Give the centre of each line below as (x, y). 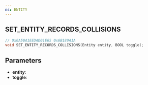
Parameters (23, 60)
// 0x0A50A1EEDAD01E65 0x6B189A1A (41, 41)
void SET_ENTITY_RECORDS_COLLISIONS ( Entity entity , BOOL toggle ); (74, 45)
